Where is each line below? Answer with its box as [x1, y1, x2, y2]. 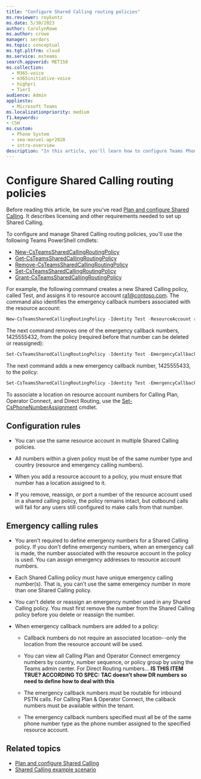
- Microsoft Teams [11, 103, 58, 110]
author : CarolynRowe [6, 25, 58, 32]
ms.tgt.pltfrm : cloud [6, 48, 60, 54]
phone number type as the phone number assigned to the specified [23, 720, 190, 727]
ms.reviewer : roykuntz [6, 14, 63, 20]
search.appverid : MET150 [6, 59, 68, 65]
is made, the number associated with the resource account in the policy [14, 549, 191, 557]
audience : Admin [6, 92, 47, 98]
